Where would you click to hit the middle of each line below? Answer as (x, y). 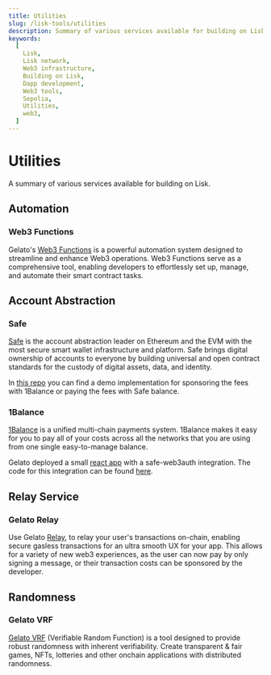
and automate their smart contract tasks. (76, 275)
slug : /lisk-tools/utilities (57, 23)
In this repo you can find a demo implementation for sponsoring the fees (128, 383)
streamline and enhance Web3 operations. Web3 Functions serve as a (125, 258)
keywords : (25, 38)
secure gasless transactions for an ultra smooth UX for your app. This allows (135, 546)
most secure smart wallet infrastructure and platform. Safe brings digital (128, 350)
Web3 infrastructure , (59, 69)
